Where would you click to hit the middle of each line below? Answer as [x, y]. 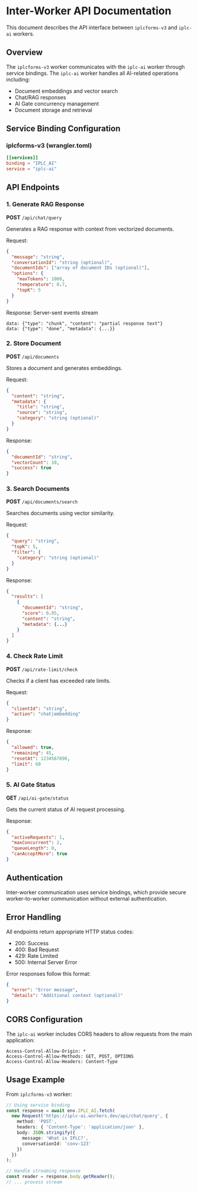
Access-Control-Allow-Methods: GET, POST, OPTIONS [70, 1056]
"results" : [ [28, 597]
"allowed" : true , [33, 748]
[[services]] [22, 158]
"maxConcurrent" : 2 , [37, 843]
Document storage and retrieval [53, 110]
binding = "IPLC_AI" [32, 164]
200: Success [32, 943]
